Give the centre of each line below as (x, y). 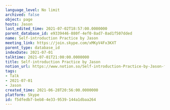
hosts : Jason (19, 24)
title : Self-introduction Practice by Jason (53, 62)
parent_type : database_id (32, 48)
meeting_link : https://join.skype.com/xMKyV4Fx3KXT (61, 43)
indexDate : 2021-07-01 (29, 52)
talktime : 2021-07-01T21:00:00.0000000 (47, 57)
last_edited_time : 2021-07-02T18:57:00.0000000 (56, 29)
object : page (19, 19)
